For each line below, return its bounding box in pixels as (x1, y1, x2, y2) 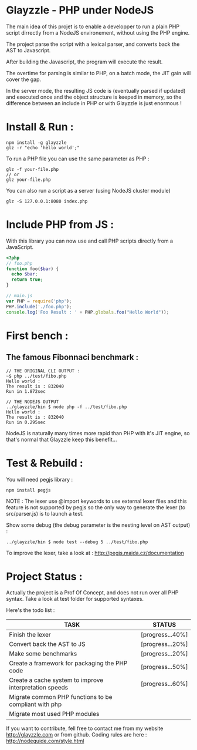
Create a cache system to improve (9, 676, 104, 684)
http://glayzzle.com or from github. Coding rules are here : (6, 731, 147, 738)
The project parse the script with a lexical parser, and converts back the (6, 41, 180, 48)
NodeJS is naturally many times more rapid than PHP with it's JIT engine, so (6, 429, 190, 436)
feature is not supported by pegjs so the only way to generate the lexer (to (6, 503, 186, 511)
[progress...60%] (140, 680, 188, 688)
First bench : (6, 329, 69, 342)
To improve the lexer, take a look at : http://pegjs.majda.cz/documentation (6, 549, 185, 556)
